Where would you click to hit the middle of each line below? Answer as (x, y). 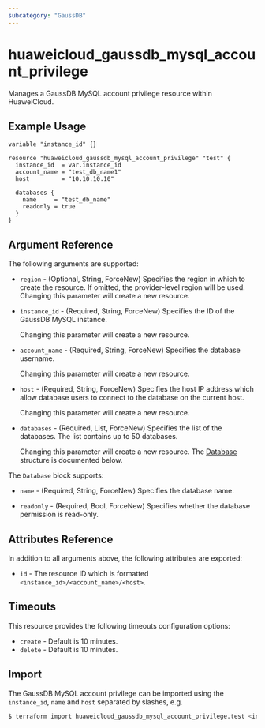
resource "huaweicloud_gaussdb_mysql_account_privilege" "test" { (119, 159)
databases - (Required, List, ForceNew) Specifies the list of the (121, 428)
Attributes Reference (61, 539)
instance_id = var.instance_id (69, 165)
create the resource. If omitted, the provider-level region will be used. (132, 287)
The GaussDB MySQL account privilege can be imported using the (116, 693)
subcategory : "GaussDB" (47, 15)
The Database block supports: (56, 475)
